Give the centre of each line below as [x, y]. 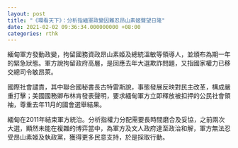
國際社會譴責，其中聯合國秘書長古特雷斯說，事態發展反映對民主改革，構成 [116, 87]
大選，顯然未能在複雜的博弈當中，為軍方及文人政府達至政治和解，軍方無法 [116, 128]
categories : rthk [33, 33]
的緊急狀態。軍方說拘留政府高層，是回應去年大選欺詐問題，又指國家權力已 [116, 63]
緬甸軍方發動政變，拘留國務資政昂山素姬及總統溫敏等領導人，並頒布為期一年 [119, 54]
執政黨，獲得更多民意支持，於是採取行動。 [106, 137]
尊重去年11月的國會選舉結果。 [63, 105]
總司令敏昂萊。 [35, 72]
